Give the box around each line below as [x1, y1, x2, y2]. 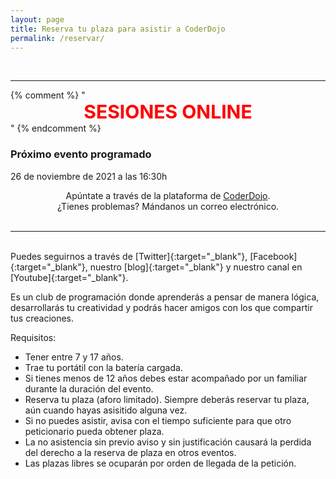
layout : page [10, 14, 65, 25]
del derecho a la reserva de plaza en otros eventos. [24, 446, 237, 458]
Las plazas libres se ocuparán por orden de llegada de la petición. [24, 457, 297, 469]
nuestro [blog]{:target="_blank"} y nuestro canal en [89, 261, 303, 273]
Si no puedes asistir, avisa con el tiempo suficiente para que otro [24, 414, 292, 426]
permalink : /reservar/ [10, 33, 105, 43]
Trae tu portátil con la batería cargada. [24, 361, 183, 373]
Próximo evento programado [10, 147, 152, 161]
